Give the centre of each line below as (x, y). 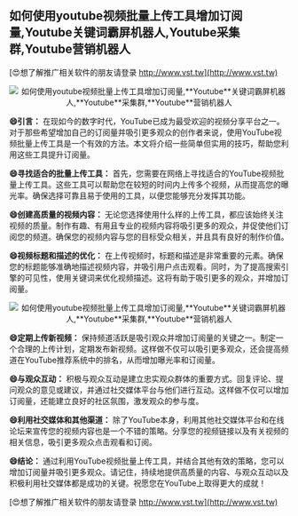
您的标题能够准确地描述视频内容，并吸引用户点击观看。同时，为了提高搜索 (145, 266)
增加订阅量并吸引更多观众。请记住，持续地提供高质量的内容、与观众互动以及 (149, 472)
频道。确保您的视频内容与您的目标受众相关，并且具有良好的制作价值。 (161, 236)
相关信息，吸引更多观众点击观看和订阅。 (83, 441)
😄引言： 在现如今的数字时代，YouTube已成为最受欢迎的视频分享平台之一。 (147, 121)
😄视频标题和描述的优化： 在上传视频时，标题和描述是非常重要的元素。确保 (146, 255)
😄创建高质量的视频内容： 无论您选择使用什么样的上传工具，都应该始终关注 (146, 214)
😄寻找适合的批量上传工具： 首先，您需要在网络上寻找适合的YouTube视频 (143, 173)
